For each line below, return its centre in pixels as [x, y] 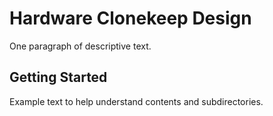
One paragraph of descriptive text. [80, 46]
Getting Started [58, 77]
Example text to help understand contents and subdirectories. [136, 101]
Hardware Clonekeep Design [130, 18]
